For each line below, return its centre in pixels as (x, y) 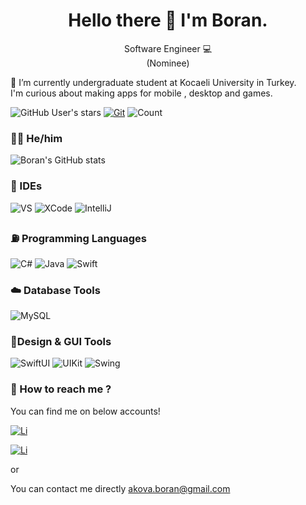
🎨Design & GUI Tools (61, 342)
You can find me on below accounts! (85, 411)
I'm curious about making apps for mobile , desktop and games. (141, 93)
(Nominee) (168, 63)
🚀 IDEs (26, 186)
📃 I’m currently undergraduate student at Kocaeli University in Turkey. (153, 82)
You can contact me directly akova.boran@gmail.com (120, 488)
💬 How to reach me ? (61, 389)
